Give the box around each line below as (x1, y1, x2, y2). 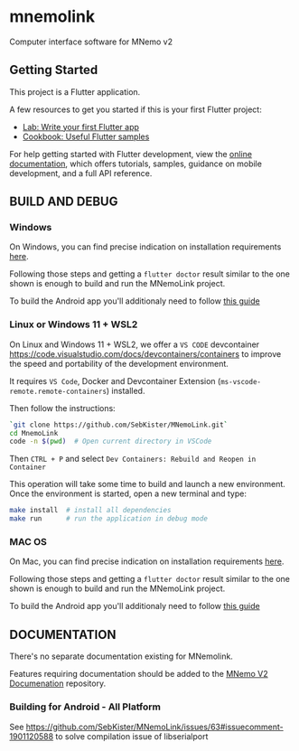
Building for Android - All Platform (9, 700, 161, 713)
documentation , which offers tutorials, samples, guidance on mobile (9, 158, 262, 169)
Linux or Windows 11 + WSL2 (9, 318, 138, 331)
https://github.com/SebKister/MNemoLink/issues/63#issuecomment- (25, 721, 285, 732)
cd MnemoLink (9, 428, 59, 437)
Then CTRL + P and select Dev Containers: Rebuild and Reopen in (9, 454, 257, 465)
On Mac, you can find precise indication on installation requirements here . (9, 556, 285, 567)
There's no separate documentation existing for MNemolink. (9, 651, 233, 662)
